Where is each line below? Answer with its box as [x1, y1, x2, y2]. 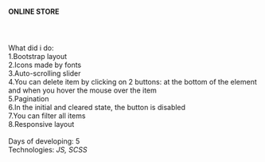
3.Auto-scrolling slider [8, 69, 81, 78]
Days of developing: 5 [8, 136, 80, 146]
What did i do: [8, 43, 54, 53]
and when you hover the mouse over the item [8, 85, 158, 95]
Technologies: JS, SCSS [8, 145, 88, 155]
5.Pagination [8, 94, 49, 104]
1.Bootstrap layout [8, 52, 68, 61]
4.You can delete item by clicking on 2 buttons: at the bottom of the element [8, 77, 257, 87]
